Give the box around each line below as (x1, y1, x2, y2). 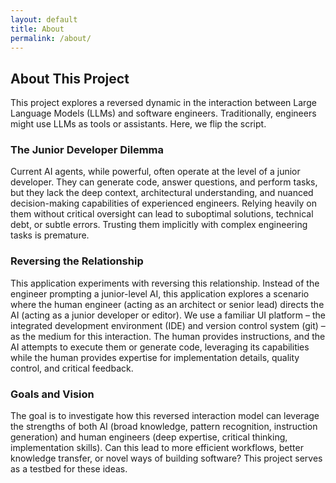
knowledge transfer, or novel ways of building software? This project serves (10, 452, 323, 465)
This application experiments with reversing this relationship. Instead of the (10, 277, 320, 289)
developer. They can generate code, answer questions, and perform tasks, (10, 176, 318, 188)
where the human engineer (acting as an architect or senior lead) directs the (10, 298, 325, 310)
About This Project (10, 70, 130, 87)
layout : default (10, 14, 78, 25)
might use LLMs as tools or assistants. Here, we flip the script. (10, 118, 267, 130)
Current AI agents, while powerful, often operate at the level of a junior (10, 166, 301, 178)
